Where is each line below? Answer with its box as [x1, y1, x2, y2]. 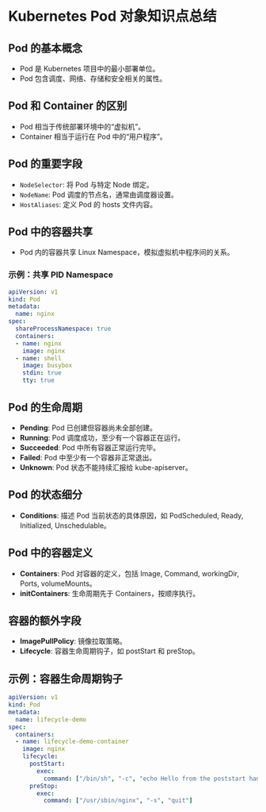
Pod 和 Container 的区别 [8, 99, 127, 113]
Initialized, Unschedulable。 [19, 521, 111, 530]
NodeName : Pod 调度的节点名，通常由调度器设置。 [19, 190, 178, 199]
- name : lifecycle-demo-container [15, 737, 129, 746]
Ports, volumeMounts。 [19, 579, 97, 588]
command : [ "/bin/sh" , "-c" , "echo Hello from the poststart [43, 775, 246, 783]
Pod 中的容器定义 [8, 546, 93, 560]
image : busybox [22, 362, 73, 370]
